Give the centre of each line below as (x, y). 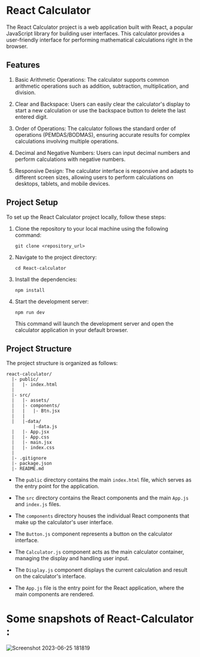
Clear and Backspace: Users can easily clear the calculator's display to (102, 104)
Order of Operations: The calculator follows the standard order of (95, 128)
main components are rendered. (54, 595)
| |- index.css (33, 448)
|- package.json (32, 464)
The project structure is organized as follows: (62, 363)
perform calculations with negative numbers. (70, 159)
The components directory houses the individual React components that (102, 516)
